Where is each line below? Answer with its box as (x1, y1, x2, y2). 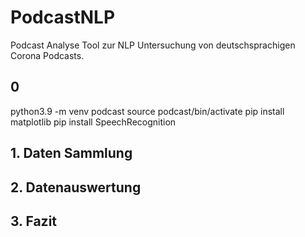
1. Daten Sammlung (10, 145, 133, 162)
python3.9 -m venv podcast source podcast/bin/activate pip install (10, 105, 285, 117)
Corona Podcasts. (10, 49, 85, 61)
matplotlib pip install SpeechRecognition (10, 116, 177, 128)
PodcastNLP (10, 6, 116, 29)
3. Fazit (10, 212, 58, 230)
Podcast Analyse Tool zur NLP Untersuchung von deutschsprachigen (10, 39, 296, 51)
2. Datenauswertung (10, 179, 142, 196)
